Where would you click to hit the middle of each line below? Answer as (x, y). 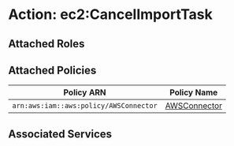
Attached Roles (46, 44)
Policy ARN (85, 92)
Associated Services (60, 134)
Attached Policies (52, 70)
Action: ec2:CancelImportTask (110, 15)
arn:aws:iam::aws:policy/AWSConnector (85, 106)
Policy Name (193, 92)
